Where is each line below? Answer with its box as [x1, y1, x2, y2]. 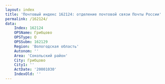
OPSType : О [14, 35, 37, 40]
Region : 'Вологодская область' [14, 44, 79, 49]
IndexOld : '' [14, 72, 41, 77]
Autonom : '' [14, 48, 39, 53]
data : [5, 21, 16, 26]
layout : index [5, 7, 35, 12]
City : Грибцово [14, 58, 46, 63]
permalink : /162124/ [5, 16, 48, 21]
